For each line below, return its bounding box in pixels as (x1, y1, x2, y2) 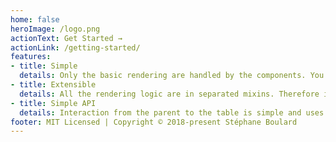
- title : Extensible (10, 80, 97, 90)
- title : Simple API (10, 98, 97, 108)
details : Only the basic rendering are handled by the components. (19, 71, 307, 81)
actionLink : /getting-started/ (10, 42, 141, 53)
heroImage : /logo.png (10, 24, 101, 34)
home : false (10, 14, 60, 25)
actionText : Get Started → (10, 33, 123, 43)
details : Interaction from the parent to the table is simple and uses (19, 107, 325, 118)
